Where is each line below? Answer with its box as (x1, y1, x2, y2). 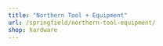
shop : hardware (8, 26, 58, 34)
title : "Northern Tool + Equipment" (8, 11, 128, 19)
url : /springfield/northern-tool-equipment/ (8, 19, 156, 27)
